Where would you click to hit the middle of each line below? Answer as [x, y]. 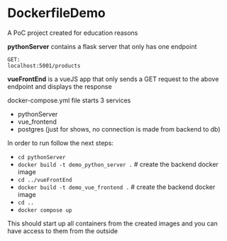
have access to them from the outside [63, 231]
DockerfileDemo [56, 13]
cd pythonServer [41, 157]
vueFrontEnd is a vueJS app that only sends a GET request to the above [113, 79]
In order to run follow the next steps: [60, 143]
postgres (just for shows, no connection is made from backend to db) [119, 129]
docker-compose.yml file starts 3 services [69, 100]
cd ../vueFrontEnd [45, 180]
